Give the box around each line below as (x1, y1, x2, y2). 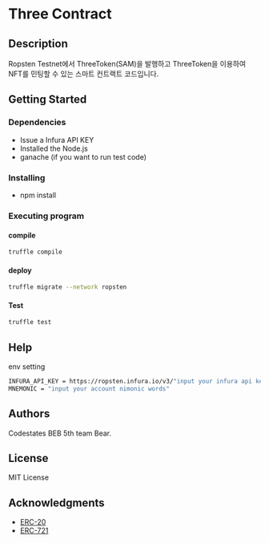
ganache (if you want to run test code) (19, 152, 147, 161)
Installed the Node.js (19, 144, 88, 153)
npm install (19, 190, 57, 200)
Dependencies (8, 117, 66, 128)
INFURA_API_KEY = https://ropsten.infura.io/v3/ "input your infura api (8, 377, 252, 385)
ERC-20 (19, 517, 46, 527)
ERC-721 (19, 526, 49, 536)
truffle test (8, 318, 52, 326)
